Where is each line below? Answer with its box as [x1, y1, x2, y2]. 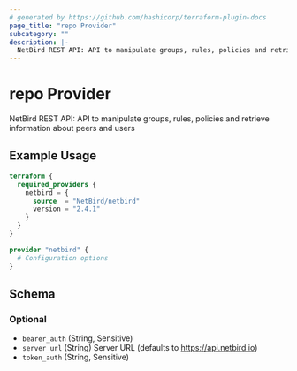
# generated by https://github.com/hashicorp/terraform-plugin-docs [9, 12, 267, 22]
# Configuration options [17, 253, 109, 262]
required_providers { [17, 180, 97, 189]
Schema [9, 286, 56, 301]
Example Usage [9, 148, 97, 164]
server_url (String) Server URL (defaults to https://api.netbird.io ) [21, 343, 258, 353]
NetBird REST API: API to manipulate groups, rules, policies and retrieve [9, 113, 270, 124]
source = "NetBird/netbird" [32, 197, 141, 205]
